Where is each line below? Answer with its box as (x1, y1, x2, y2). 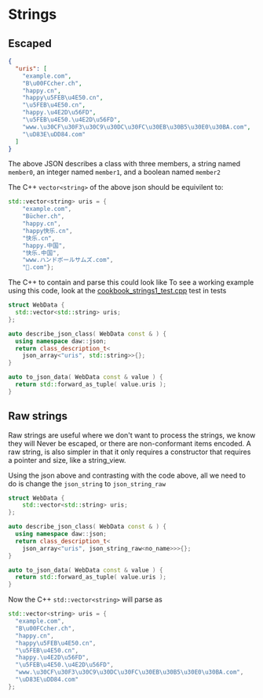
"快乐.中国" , (22, 249, 60, 256)
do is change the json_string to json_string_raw (8, 478, 166, 488)
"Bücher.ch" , (22, 213, 65, 220)
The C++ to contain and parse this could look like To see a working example (8, 278, 254, 287)
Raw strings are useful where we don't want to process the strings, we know (8, 430, 256, 440)
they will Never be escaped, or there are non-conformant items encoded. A (8, 438, 251, 448)
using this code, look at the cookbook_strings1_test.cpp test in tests (8, 286, 227, 296)
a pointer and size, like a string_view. (8, 455, 126, 464)
